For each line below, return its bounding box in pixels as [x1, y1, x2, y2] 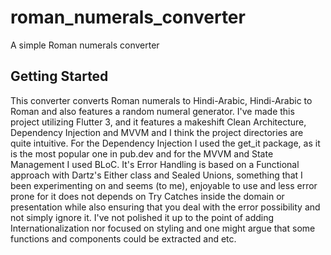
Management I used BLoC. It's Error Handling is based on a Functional [10, 158, 300, 170]
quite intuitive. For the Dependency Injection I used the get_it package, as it [10, 137, 321, 149]
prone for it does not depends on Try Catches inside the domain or [10, 190, 285, 202]
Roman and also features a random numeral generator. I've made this [10, 105, 295, 117]
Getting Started [10, 68, 109, 85]
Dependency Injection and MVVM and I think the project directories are [10, 126, 304, 138]
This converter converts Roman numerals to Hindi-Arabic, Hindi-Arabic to [10, 94, 313, 106]
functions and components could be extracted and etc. [10, 232, 237, 245]
